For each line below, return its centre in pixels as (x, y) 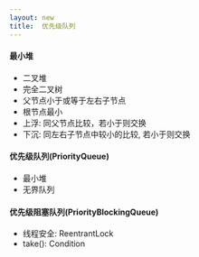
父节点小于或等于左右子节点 (74, 100)
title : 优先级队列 (43, 26)
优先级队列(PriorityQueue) (60, 156)
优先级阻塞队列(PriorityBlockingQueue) (84, 212)
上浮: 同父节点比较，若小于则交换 (84, 123)
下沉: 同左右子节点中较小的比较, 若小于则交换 (106, 134)
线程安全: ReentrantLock (68, 234)
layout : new (32, 18)
